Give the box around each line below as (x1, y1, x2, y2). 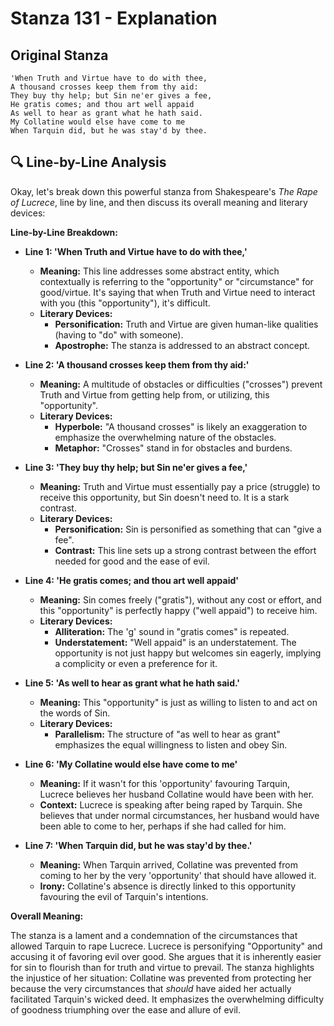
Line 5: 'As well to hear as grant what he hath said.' (24, 677, 240, 689)
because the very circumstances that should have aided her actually (10, 982, 292, 994)
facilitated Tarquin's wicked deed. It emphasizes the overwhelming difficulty (10, 993, 325, 1005)
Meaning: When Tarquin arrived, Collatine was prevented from (39, 858, 298, 871)
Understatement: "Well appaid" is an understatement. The (54, 636, 297, 648)
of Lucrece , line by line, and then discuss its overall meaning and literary (10, 196, 308, 208)
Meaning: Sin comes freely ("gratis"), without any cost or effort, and (39, 593, 322, 606)
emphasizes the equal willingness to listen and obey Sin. (54, 738, 288, 751)
